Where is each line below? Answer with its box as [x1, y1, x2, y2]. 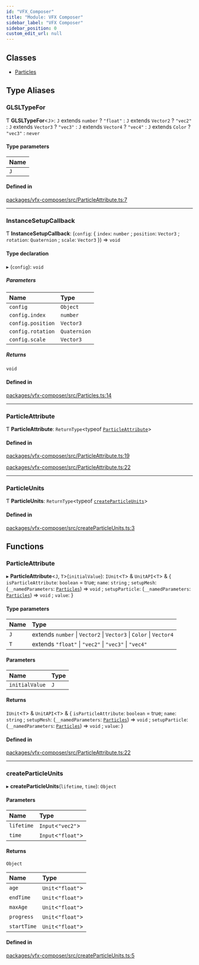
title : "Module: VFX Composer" [6, 14, 84, 20]
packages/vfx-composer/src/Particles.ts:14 [6, 392, 112, 399]
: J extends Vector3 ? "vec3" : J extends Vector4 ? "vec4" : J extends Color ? [6, 123, 191, 130]
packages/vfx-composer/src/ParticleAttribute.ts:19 [6, 452, 130, 459]
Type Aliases [6, 85, 55, 95]
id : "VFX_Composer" [6, 8, 54, 15]
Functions [6, 542, 44, 552]
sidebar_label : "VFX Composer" [6, 20, 84, 25]
